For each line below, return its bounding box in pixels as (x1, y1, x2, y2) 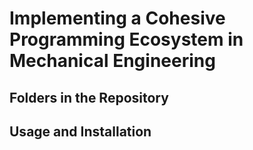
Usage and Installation (9, 123, 152, 140)
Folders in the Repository (9, 89, 169, 106)
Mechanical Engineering (9, 50, 216, 72)
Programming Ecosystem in (9, 28, 244, 51)
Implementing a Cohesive (9, 7, 226, 30)
